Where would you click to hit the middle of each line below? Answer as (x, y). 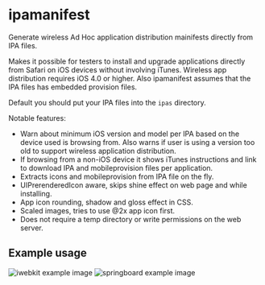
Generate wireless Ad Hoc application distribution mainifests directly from (131, 37)
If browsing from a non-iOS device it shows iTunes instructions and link (138, 159)
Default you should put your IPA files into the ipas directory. (108, 102)
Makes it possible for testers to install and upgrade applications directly (127, 61)
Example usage (48, 253)
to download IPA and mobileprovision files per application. (116, 167)
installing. (36, 193)
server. (32, 228)
